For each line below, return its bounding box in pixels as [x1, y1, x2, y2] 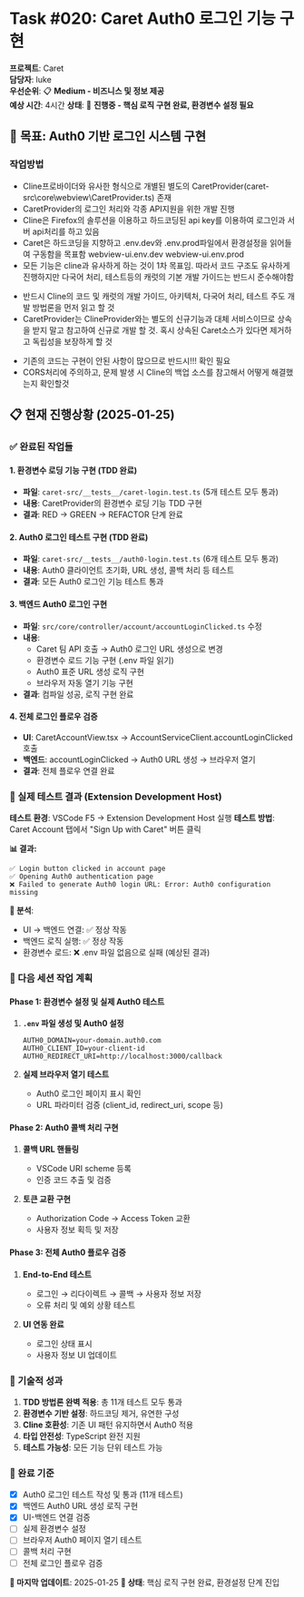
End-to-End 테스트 [22, 1269, 93, 1279]
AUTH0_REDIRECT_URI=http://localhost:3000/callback [22, 1052, 222, 1062]
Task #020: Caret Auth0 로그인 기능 [9, 8, 277, 29]
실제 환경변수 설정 [22, 1524, 86, 1534]
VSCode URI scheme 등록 [35, 1163, 132, 1174]
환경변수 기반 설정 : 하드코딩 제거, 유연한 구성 [22, 1407, 180, 1418]
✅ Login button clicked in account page [9, 864, 166, 874]
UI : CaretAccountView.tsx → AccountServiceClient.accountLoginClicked [22, 731, 293, 742]
